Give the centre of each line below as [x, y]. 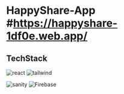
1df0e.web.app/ [47, 36]
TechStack [27, 58]
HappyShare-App [51, 11]
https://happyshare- [65, 23]
